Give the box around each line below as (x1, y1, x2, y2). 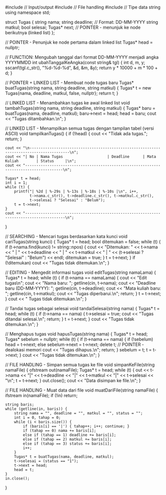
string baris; (5, 402, 35, 407)
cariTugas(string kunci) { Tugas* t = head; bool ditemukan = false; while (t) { (5, 239, 161, 245)
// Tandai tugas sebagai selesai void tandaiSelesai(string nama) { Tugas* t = (5, 306, 160, 311)
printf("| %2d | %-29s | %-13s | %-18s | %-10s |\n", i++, (14, 189, 139, 194)
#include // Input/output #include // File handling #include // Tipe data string (5, 4, 161, 10)
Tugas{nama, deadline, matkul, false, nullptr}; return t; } (5, 90, 118, 96)
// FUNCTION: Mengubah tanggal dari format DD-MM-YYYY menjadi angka (5, 54, 159, 60)
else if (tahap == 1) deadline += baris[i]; (23, 432, 116, 437)
